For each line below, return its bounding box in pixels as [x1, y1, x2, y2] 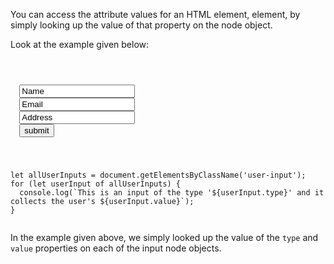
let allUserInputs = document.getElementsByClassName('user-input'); [10, 170, 307, 180]
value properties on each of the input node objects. [10, 242, 222, 254]
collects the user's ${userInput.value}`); [10, 196, 195, 206]
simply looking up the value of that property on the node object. [10, 19, 273, 31]
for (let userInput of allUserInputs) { [10, 179, 182, 189]
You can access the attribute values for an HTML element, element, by [10, 9, 301, 20]
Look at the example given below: [10, 39, 150, 50]
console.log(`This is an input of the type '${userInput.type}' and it [19, 187, 325, 198]
